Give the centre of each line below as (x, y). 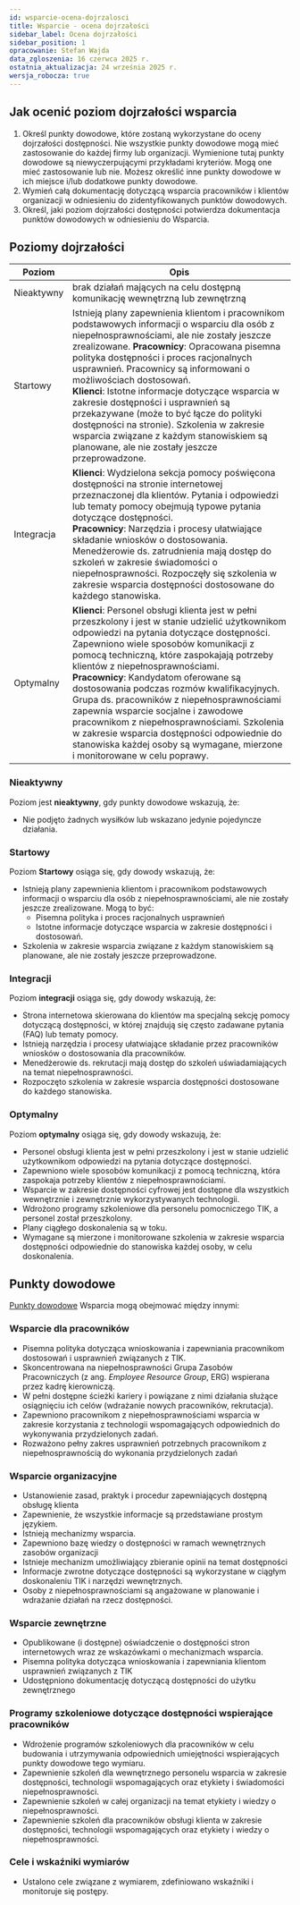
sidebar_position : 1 (48, 42)
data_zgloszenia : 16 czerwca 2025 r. (79, 59)
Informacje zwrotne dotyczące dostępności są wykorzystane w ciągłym (154, 1571)
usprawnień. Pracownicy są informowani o (161, 369)
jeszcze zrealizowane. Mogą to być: (88, 908)
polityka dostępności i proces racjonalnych (162, 358)
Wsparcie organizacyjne (63, 1476)
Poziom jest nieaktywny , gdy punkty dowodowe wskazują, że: (125, 802)
